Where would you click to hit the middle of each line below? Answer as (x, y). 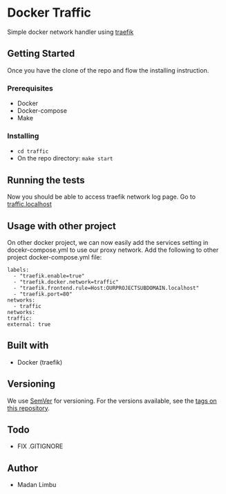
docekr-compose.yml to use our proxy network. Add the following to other (113, 250)
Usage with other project (62, 226)
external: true (29, 324)
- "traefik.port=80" (43, 294)
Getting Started (41, 54)
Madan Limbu (37, 485)
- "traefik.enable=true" (49, 276)
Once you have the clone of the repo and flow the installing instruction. (108, 70)
